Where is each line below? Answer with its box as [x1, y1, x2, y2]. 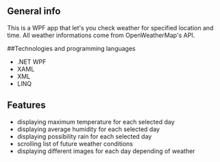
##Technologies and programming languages [7, 44, 136, 52]
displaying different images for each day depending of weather [16, 147, 195, 155]
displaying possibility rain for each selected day [16, 132, 152, 140]
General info [7, 5, 61, 17]
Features [7, 100, 46, 111]
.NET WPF [16, 58, 47, 66]
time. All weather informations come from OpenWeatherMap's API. [7, 31, 195, 39]
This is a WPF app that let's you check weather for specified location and [7, 23, 214, 32]
